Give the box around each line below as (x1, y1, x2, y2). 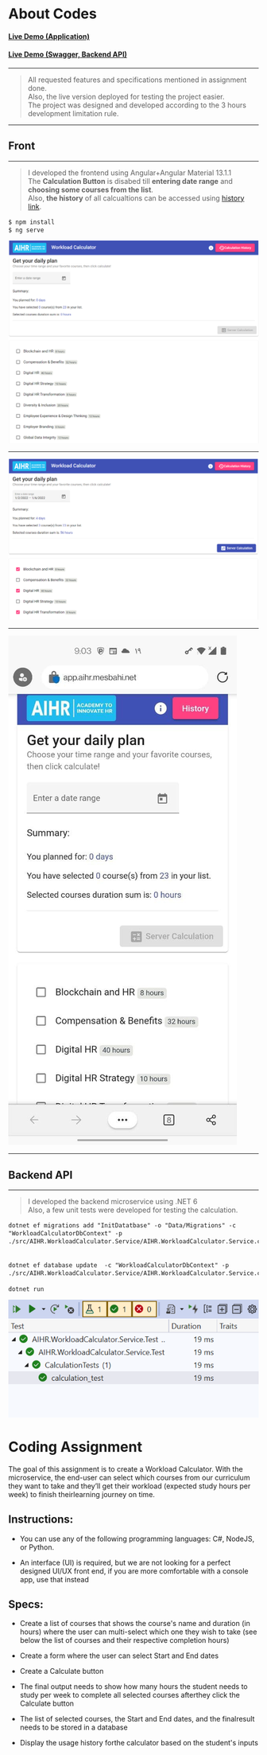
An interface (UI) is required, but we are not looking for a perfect (19, 1558, 231, 1567)
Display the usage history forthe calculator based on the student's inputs (19, 1738, 258, 1748)
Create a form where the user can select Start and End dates (19, 1651, 219, 1660)
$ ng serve (8, 226, 44, 234)
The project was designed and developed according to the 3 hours (27, 100, 246, 110)
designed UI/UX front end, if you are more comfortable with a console (19, 1566, 249, 1576)
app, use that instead (19, 1574, 90, 1584)
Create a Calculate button (19, 1667, 104, 1676)
